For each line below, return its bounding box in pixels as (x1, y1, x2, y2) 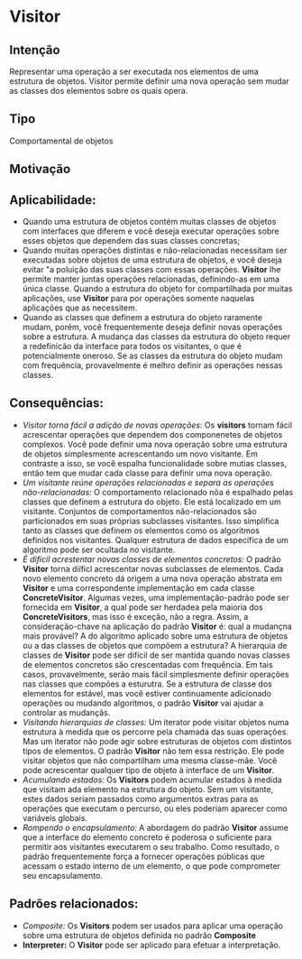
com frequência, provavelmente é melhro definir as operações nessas (22, 360, 283, 371)
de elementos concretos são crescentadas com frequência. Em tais (22, 659, 273, 669)
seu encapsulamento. (22, 870, 104, 881)
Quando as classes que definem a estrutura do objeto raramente (22, 312, 263, 323)
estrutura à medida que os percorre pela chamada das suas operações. (22, 726, 288, 737)
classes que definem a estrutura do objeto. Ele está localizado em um (22, 496, 281, 507)
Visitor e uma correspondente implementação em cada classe (22, 582, 255, 593)
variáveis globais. (22, 812, 88, 823)
